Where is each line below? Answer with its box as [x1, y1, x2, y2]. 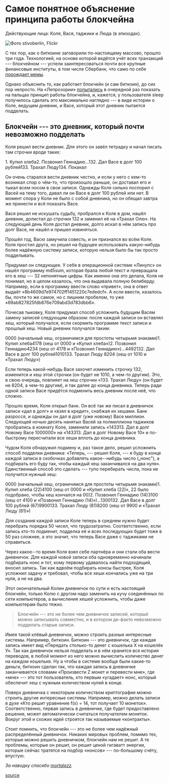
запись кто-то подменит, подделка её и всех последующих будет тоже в [5, 528, 162, 534]
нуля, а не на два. [5, 575, 43, 582]
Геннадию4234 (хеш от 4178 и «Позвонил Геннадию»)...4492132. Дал [5, 345, 155, 351]
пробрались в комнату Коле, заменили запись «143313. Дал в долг [5, 424, 150, 430]
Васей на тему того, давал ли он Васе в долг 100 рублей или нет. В [5, 190, 149, 196]
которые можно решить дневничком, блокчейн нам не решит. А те [5, 736, 149, 743]
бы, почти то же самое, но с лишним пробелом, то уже [5, 294, 124, 300]
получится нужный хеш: [5, 471, 57, 477]
